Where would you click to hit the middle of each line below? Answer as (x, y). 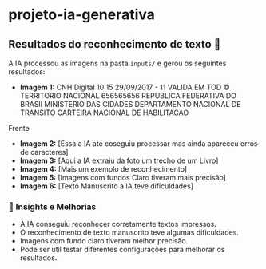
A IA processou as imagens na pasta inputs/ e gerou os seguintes (117, 63)
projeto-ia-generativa (82, 15)
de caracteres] (44, 152)
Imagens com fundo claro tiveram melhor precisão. (104, 241)
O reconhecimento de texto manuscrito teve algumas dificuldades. (129, 232)
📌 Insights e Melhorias (52, 207)
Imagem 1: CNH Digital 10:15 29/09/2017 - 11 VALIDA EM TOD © (125, 87)
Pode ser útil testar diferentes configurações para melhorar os (122, 250)
